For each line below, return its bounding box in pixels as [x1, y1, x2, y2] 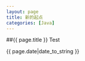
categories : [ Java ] [6, 20, 55, 26]
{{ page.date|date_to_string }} [6, 48, 80, 55]
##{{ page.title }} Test [6, 36, 60, 44]
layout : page [6, 8, 39, 15]
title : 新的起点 [6, 14, 43, 20]
